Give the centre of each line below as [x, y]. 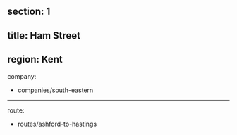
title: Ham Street [44, 36]
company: [22, 76]
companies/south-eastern [55, 90]
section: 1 [29, 12]
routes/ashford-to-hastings [57, 124]
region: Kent [35, 59]
